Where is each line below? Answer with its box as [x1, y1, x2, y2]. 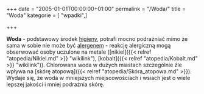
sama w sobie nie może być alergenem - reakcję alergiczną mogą [6, 42, 171, 49]
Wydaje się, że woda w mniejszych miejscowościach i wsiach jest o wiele [6, 74, 191, 81]
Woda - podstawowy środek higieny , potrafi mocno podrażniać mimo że [6, 35, 188, 42]
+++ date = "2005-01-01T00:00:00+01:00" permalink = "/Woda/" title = [6, 5, 186, 12]
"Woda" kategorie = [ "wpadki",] [6, 12, 87, 19]
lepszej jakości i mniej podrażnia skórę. [6, 81, 105, 88]
